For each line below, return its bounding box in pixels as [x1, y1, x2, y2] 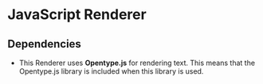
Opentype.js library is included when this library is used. [18, 67, 204, 76]
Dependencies [7, 37, 81, 51]
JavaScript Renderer [7, 6, 147, 24]
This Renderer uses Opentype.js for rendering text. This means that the [18, 58, 256, 67]
